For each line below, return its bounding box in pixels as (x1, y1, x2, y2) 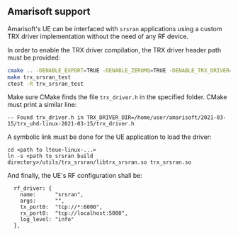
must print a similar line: (7, 101, 77, 109)
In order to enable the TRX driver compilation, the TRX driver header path (7, 45, 222, 54)
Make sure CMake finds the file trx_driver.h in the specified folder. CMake (7, 93, 227, 101)
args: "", (20, 198, 65, 205)
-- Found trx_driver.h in (7, 114, 84, 121)
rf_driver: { (13, 185, 52, 192)
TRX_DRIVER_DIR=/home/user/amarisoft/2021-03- (86, 114, 227, 121)
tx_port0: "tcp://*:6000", (20, 203, 103, 211)
